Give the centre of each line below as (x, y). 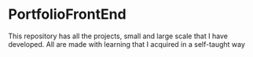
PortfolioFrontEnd (68, 14)
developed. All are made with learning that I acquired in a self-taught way (127, 44)
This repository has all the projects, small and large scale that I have (118, 36)
